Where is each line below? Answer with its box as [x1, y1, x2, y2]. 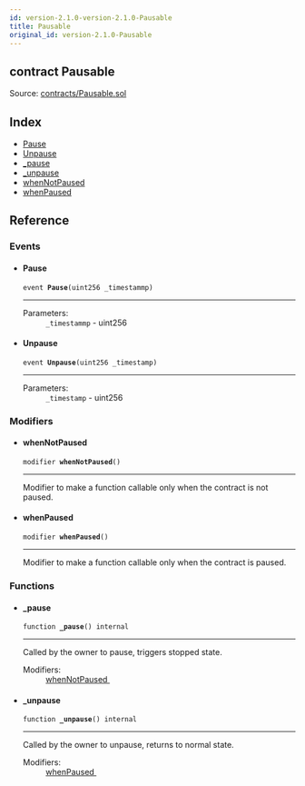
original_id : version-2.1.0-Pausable [9, 30, 152, 39]
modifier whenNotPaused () [22, 457, 121, 466]
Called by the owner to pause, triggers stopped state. [22, 647, 222, 658]
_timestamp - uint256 [44, 392, 123, 403]
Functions [9, 579, 54, 592]
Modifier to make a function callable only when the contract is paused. [22, 557, 287, 568]
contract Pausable [9, 64, 115, 79]
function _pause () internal [22, 622, 129, 632]
